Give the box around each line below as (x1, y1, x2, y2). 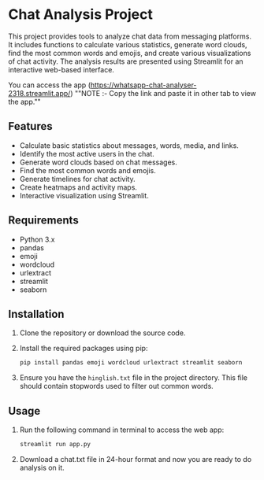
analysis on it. (19, 463, 65, 472)
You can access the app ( (8, 80, 91, 90)
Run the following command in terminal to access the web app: (19, 425, 225, 434)
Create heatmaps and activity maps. (19, 183, 138, 192)
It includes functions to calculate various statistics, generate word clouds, (8, 39, 247, 49)
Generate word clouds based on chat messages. (19, 157, 177, 167)
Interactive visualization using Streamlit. (19, 190, 150, 200)
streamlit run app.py (19, 441, 91, 449)
